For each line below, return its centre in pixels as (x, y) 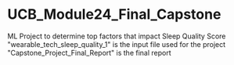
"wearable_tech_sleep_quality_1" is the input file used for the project (117, 44)
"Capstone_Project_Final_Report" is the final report (89, 52)
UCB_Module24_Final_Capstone (114, 14)
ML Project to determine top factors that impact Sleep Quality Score (117, 36)
